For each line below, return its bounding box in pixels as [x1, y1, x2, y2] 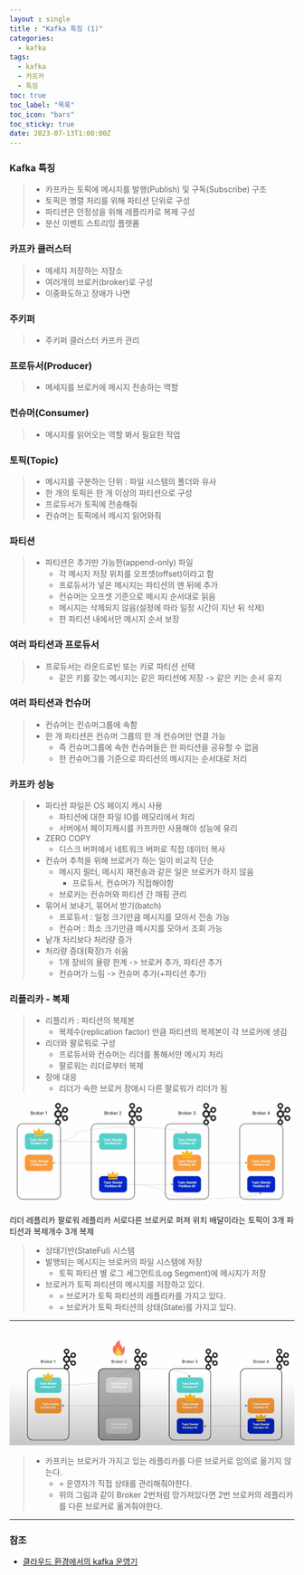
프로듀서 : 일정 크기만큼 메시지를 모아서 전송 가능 [58, 912, 231, 923]
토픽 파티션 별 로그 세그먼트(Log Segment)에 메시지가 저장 [58, 1267, 267, 1278]
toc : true [9, 90, 47, 100]
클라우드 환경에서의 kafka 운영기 [22, 1556, 138, 1567]
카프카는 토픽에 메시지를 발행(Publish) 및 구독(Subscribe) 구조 [44, 184, 267, 195]
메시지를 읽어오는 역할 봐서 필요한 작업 [44, 429, 181, 440]
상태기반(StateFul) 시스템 [44, 1245, 136, 1256]
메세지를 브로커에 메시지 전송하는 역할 [44, 382, 179, 393]
